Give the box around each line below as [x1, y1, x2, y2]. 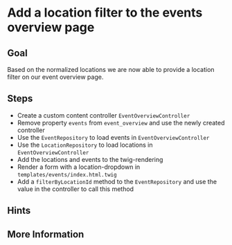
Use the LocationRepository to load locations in [17, 140, 153, 149]
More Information [7, 228, 84, 240]
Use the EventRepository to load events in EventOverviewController [17, 133, 210, 141]
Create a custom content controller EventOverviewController [17, 111, 190, 119]
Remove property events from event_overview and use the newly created [17, 118, 225, 127]
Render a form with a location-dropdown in [17, 163, 141, 171]
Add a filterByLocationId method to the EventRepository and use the [17, 177, 217, 185]
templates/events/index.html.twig [17, 171, 117, 178]
